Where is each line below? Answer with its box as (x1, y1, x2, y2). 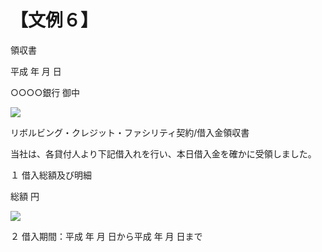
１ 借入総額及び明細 (10, 169, 92, 181)
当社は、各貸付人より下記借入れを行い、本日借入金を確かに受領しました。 (10, 147, 317, 160)
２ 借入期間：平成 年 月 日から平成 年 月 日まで (10, 230, 203, 242)
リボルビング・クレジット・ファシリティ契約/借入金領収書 (10, 126, 250, 138)
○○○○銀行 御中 (10, 86, 81, 98)
